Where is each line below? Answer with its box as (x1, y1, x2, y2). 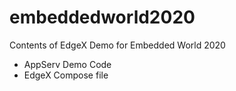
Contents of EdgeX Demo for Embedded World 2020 (9, 39, 226, 51)
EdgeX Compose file (23, 69, 109, 81)
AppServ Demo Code (23, 58, 112, 70)
